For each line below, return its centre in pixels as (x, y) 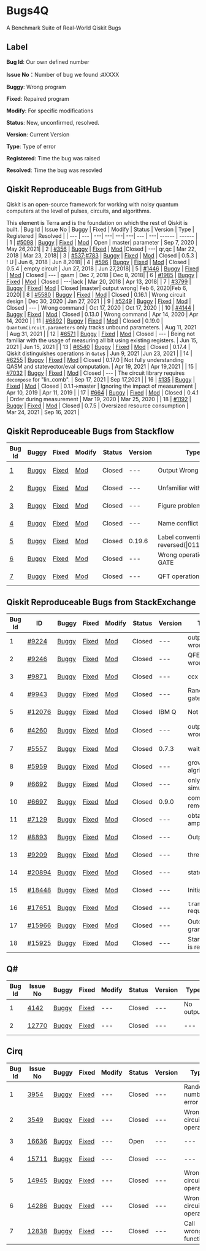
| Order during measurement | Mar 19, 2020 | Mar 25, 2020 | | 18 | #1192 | (99, 399)
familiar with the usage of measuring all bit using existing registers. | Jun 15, (102, 340)
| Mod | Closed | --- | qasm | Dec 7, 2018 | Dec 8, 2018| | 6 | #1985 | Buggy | (102, 275)
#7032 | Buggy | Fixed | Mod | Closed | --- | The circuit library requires (96, 373)
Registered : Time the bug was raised (53, 158)
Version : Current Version (38, 134)
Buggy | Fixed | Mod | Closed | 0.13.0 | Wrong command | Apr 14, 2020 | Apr (102, 314)
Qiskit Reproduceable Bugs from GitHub (84, 190)
